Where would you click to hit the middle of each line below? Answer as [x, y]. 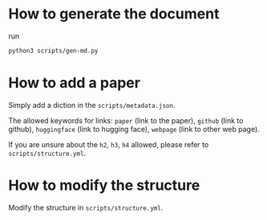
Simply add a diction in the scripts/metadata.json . [92, 105]
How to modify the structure [104, 185]
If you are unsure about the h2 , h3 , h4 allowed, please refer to [109, 144]
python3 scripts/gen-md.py [53, 50]
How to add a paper [74, 83]
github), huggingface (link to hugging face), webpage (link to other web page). [134, 129]
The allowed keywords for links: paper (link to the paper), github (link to [126, 120]
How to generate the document [114, 14]
